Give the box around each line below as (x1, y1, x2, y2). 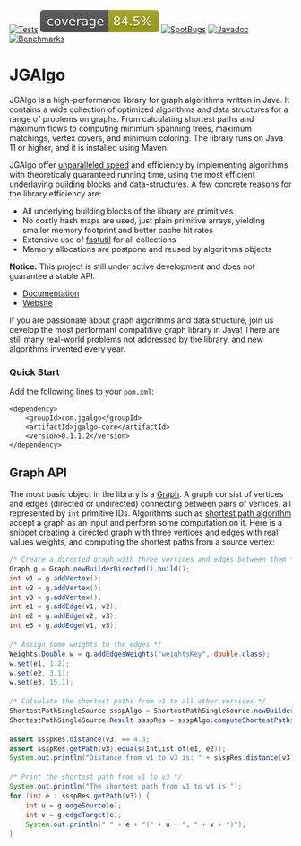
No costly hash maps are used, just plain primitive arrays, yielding (21, 214, 266, 225)
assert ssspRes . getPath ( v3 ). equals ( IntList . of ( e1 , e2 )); (9, 744, 227, 754)
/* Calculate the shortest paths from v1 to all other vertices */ (9, 697, 267, 706)
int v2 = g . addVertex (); (9, 583, 102, 592)
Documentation (21, 288, 80, 299)
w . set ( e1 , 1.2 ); (9, 658, 70, 668)
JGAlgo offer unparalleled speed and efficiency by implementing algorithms (9, 159, 288, 170)
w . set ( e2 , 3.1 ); (9, 668, 70, 677)
